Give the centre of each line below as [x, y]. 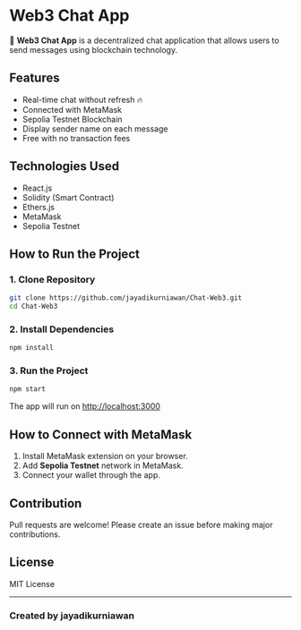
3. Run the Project [49, 370]
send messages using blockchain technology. [93, 49]
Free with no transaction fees [76, 138]
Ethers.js [39, 207]
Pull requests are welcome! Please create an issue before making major [141, 524]
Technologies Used [64, 166]
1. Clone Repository [52, 279]
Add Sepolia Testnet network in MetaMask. [103, 465]
